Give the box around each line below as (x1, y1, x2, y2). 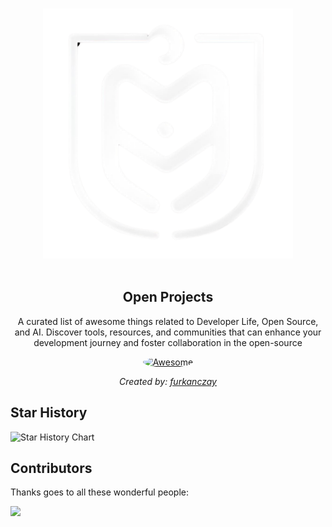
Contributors (10, 460, 93, 477)
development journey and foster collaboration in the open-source (33, 336, 303, 348)
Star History (10, 404, 88, 422)
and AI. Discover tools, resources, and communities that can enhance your (14, 326, 322, 338)
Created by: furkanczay (119, 375, 217, 387)
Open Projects (122, 289, 214, 306)
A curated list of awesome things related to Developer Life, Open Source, (17, 315, 319, 327)
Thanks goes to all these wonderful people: (10, 486, 189, 498)
